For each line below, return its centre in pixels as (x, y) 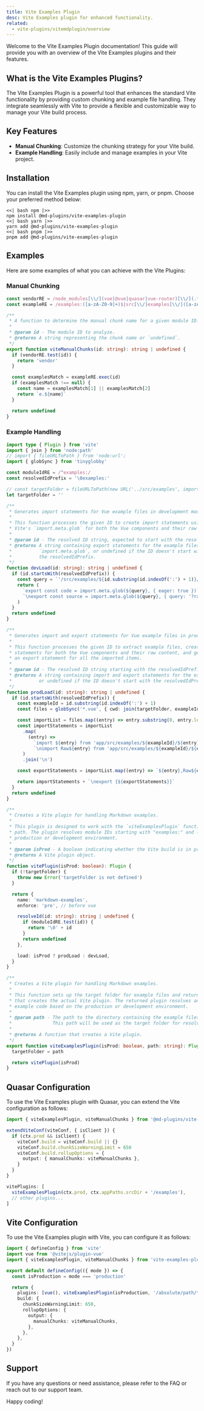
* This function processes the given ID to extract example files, (96, 647)
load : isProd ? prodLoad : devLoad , (64, 956)
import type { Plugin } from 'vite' (53, 445)
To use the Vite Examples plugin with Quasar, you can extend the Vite (93, 1102)
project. (25, 159)
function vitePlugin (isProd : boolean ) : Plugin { (69, 866)
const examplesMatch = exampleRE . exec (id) (66, 377)
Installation (28, 178)
